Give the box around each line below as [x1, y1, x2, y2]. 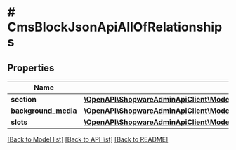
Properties [7, 62, 55, 74]
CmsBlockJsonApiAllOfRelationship [7, 19, 223, 35]
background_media [11, 106, 77, 116]
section [11, 95, 37, 104]
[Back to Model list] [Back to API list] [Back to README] [7, 135, 169, 144]
